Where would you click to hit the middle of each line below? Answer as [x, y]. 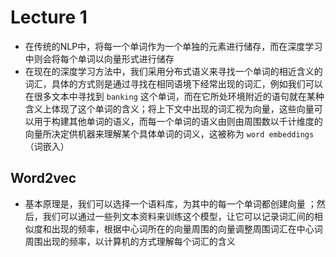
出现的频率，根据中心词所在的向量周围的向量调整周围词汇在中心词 [187, 228]
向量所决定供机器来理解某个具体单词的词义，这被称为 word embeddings [169, 133]
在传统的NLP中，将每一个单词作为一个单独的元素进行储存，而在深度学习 [173, 46]
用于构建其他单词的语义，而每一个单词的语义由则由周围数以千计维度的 [178, 121]
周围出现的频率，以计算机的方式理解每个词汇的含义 [130, 241]
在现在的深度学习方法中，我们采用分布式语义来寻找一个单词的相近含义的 [173, 71]
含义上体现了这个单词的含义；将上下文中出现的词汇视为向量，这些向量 [169, 108]
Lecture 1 [49, 17]
